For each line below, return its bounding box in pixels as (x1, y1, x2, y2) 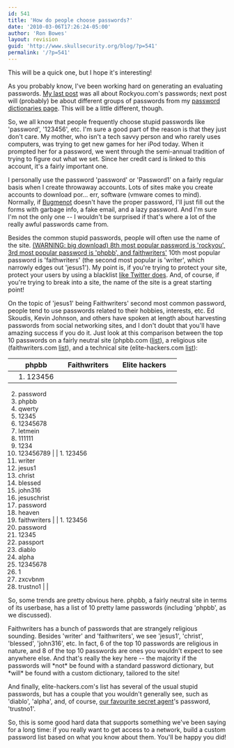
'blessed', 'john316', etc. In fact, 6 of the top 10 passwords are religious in (8, 639, 219, 648)
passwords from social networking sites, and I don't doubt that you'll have (8, 321, 220, 329)
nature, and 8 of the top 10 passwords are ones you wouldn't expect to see (8, 646, 223, 654)
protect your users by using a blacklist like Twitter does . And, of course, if (8, 270, 220, 279)
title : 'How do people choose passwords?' (8, 17, 133, 24)
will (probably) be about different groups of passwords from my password (8, 96, 220, 105)
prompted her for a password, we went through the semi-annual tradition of (8, 147, 225, 156)
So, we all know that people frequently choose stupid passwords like (8, 117, 205, 126)
